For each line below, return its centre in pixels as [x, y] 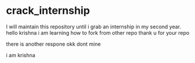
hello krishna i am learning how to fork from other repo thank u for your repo [98, 32]
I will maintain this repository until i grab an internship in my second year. [94, 27]
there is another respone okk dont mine [53, 44]
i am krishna [21, 55]
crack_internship [48, 11]
